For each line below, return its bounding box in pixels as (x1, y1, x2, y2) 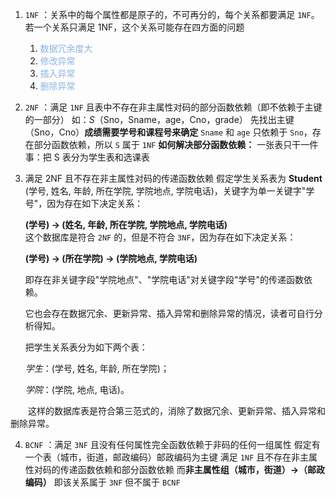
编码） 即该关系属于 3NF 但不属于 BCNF (24, 476, 181, 488)
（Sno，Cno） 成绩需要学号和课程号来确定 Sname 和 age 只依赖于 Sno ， (24, 126, 313, 138)
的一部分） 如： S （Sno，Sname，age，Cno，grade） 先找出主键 (24, 114, 295, 125)
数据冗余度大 (39, 43, 93, 54)
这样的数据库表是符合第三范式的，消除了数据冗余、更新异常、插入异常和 (27, 405, 326, 417)
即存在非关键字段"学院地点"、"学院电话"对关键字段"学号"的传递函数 (24, 274, 304, 285)
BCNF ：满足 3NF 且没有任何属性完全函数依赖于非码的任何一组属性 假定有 (24, 439, 321, 450)
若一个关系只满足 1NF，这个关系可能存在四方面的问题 (24, 21, 245, 33)
